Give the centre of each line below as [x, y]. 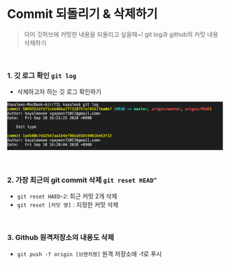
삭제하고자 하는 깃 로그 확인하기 [59, 92]
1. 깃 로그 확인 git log [42, 75]
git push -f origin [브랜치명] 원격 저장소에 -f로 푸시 [89, 253]
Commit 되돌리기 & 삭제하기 [82, 14]
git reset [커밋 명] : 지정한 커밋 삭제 [67, 205]
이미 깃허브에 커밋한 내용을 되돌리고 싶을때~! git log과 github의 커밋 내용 [121, 34]
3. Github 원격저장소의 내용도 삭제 [61, 238]
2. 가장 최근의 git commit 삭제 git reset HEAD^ [82, 180]
